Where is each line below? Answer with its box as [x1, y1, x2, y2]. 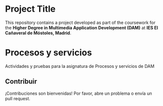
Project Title [5, 3, 56, 15]
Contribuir [5, 77, 38, 86]
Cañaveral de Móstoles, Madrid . [5, 30, 71, 36]
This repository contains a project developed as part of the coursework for [5, 20, 156, 25]
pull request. [5, 95, 30, 101]
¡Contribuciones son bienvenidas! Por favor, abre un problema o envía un [5, 90, 152, 96]
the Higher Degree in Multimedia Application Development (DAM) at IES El [5, 24, 158, 30]
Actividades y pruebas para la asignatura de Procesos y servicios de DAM [5, 63, 155, 69]
